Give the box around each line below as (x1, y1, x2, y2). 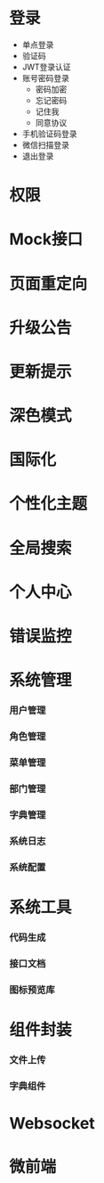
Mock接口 (9, 229, 83, 249)
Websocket (9, 1113, 95, 1133)
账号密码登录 (21, 72, 69, 83)
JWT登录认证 (21, 61, 71, 72)
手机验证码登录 (21, 128, 77, 139)
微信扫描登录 (21, 139, 69, 150)
